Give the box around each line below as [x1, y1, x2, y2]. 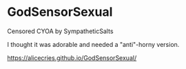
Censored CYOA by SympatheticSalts [7, 27, 114, 35]
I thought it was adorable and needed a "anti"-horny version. [7, 40, 180, 48]
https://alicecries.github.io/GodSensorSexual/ [7, 53, 137, 62]
